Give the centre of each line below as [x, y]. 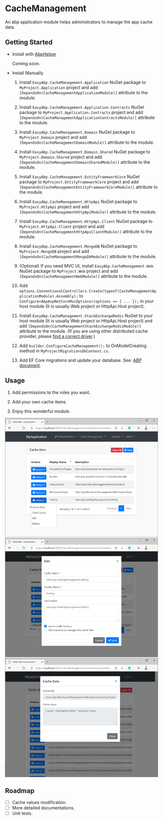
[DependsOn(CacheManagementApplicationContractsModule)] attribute [87, 117]
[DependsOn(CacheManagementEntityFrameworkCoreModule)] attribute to [89, 187]
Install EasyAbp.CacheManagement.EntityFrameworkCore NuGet [80, 176]
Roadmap [20, 791]
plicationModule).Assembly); [49, 296]
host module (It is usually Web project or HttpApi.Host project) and [86, 320]
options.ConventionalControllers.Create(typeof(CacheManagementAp [88, 291]
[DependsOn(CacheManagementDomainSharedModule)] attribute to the [85, 162]
